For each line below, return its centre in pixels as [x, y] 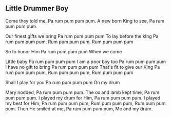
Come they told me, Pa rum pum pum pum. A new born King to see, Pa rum [85, 21]
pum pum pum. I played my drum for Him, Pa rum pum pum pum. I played [83, 98]
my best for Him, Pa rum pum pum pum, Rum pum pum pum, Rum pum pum [85, 103]
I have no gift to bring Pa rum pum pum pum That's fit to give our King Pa [83, 67]
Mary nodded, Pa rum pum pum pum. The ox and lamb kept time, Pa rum [82, 92]
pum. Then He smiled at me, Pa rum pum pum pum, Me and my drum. [79, 109]
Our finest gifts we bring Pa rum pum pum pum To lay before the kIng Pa [82, 36]
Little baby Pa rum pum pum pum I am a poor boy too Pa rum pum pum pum [85, 62]
